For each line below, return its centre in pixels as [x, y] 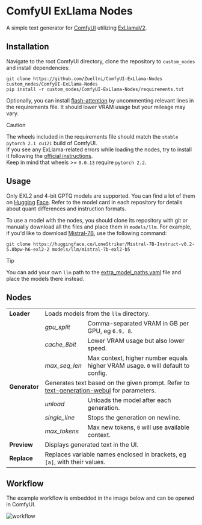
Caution [16, 125]
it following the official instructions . [50, 156]
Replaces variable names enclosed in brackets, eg [115, 454]
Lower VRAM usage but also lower [136, 341]
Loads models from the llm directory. [97, 313]
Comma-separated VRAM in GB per [138, 324]
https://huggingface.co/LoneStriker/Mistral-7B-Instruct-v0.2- [114, 244]
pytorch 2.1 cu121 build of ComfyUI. [52, 143]
